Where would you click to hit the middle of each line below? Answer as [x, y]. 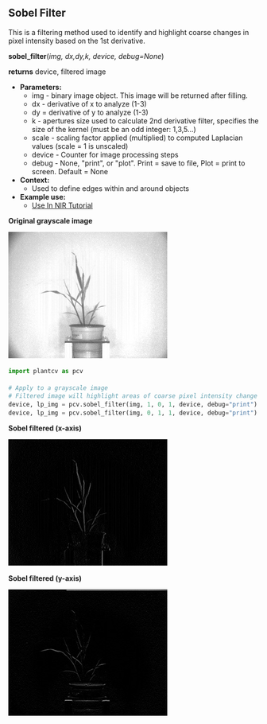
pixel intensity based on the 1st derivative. [77, 41]
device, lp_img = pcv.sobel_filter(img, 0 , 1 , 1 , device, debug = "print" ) [133, 413]
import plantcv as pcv [46, 371]
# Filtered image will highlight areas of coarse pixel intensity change [133, 396]
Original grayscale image [50, 220]
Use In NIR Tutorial [62, 205]
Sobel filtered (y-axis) [45, 578]
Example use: [43, 197]
